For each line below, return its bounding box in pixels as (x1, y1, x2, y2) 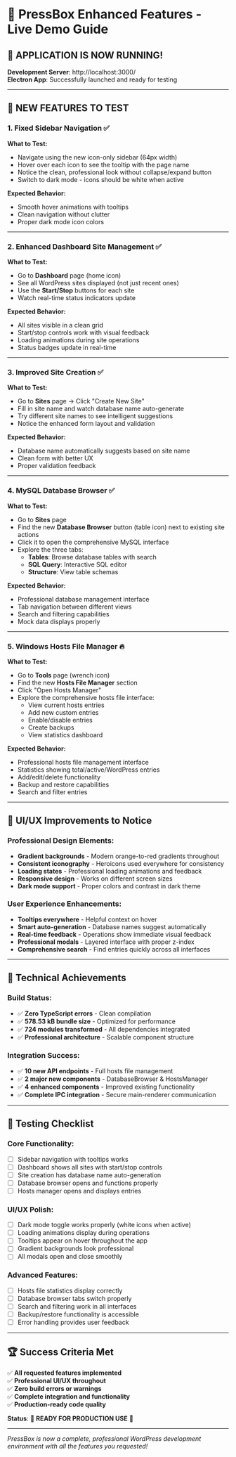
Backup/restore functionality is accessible (17, 1310, 139, 1319)
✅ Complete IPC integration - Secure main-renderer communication (17, 1090, 216, 1099)
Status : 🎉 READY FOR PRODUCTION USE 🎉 (7, 1414, 133, 1423)
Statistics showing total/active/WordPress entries (17, 765, 160, 774)
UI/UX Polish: (7, 1205, 54, 1215)
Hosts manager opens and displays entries (17, 1186, 142, 1195)
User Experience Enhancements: (7, 899, 122, 909)
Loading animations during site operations (17, 335, 140, 344)
